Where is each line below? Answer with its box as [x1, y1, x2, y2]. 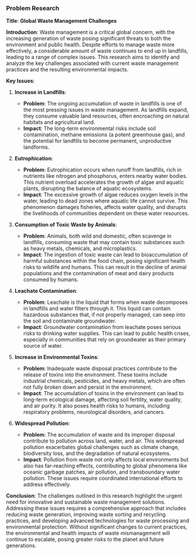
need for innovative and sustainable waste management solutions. [6, 499, 166, 506]
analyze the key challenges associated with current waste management [6, 60, 178, 67]
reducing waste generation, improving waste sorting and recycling [6, 511, 166, 518]
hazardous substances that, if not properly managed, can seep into [23, 311, 185, 318]
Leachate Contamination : [14, 287, 78, 294]
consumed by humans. [23, 276, 79, 283]
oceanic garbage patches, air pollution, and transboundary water [23, 468, 180, 475]
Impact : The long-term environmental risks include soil [23, 125, 156, 132]
